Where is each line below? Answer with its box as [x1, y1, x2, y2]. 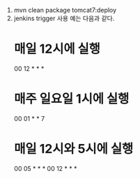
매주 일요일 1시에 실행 [13, 91, 130, 107]
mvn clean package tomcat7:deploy [13, 6, 117, 14]
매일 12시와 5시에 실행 [13, 141, 134, 157]
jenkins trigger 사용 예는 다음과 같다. [13, 14, 115, 22]
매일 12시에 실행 [13, 41, 101, 57]
